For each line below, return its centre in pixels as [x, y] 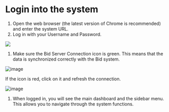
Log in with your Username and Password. [57, 34]
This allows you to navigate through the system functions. [73, 104]
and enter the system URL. [40, 29]
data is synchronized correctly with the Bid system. [66, 59]
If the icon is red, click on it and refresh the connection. [63, 79]
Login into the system [52, 9]
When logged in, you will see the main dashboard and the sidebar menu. [88, 98]
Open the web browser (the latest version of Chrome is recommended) [87, 23]
